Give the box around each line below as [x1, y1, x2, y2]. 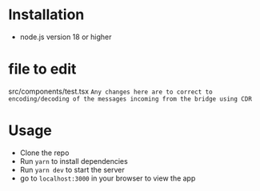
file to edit [8, 60, 77, 78]
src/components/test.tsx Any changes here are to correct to [8, 86, 214, 96]
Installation [8, 6, 85, 24]
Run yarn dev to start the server [19, 165, 126, 174]
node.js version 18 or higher [19, 32, 112, 42]
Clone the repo [19, 148, 70, 157]
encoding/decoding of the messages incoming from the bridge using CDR [8, 94, 252, 103]
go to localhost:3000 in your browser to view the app [19, 173, 196, 183]
